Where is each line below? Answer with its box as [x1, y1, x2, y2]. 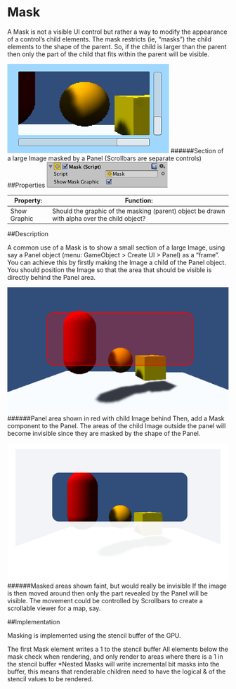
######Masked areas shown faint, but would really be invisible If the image [7, 581, 227, 590]
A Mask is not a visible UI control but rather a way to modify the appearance [7, 27, 228, 36]
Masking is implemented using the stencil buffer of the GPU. [7, 631, 181, 640]
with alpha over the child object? [52, 214, 146, 222]
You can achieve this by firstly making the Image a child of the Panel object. [7, 258, 227, 267]
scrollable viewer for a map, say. [7, 604, 101, 612]
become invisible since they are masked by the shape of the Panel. [7, 429, 201, 437]
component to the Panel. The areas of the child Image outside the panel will [7, 421, 226, 430]
